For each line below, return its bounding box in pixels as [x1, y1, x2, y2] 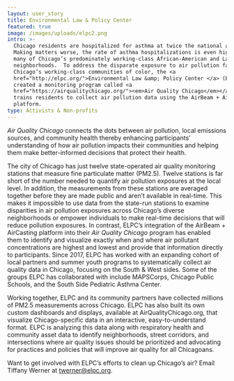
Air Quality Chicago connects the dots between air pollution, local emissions [7, 126, 226, 134]
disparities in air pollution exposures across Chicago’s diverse [7, 206, 185, 214]
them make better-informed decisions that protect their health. [7, 148, 187, 156]
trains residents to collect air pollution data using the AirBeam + [13, 95, 219, 102]
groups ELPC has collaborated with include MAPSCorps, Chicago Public [7, 273, 214, 281]
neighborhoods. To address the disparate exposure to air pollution [13, 62, 219, 69]
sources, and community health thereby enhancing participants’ [7, 133, 191, 142]
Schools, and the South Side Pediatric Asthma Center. [7, 279, 162, 289]
